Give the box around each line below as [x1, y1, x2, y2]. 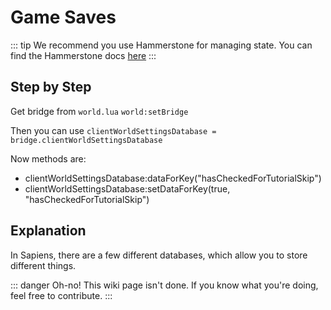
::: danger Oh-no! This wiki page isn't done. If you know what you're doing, [10, 279, 319, 291]
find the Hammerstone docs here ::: [10, 49, 157, 61]
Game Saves [10, 6, 117, 29]
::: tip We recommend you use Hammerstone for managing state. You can [10, 39, 313, 51]
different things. [10, 259, 77, 271]
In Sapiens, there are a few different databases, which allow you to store [10, 249, 308, 261]
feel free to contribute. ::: [10, 289, 113, 301]
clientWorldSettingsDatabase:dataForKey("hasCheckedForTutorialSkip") [24, 172, 322, 184]
